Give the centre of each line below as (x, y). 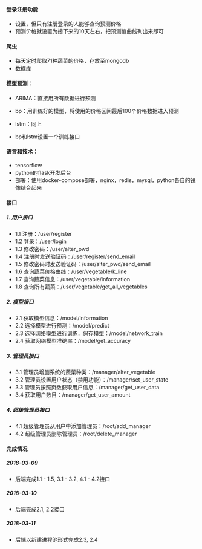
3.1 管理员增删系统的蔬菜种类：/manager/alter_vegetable (85, 372)
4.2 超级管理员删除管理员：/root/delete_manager (76, 434)
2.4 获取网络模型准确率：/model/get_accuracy (73, 341)
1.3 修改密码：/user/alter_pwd (52, 249)
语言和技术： (22, 152)
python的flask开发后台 (43, 172)
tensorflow (28, 165)
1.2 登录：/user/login (41, 241)
